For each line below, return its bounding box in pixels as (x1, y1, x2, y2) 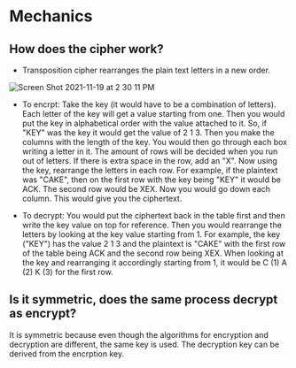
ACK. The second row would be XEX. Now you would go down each (21, 184, 271, 194)
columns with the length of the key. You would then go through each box (21, 137, 288, 147)
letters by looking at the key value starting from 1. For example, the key (21, 229, 281, 240)
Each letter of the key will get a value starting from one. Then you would (21, 109, 285, 119)
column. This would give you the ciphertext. (21, 193, 183, 203)
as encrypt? (9, 306, 77, 321)
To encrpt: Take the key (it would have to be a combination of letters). (21, 99, 277, 110)
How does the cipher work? (9, 42, 164, 57)
